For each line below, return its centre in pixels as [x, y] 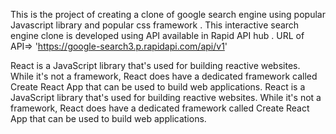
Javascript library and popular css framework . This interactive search [155, 25]
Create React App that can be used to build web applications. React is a [158, 87]
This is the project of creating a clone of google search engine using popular [168, 14]
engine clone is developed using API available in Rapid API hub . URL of [157, 35]
